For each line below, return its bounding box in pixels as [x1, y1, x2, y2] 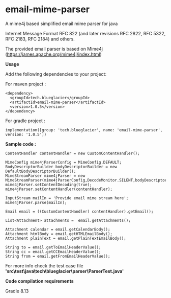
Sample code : [5, 141, 37, 147]
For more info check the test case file [5, 262, 84, 269]
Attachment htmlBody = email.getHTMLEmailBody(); [5, 231, 113, 236]
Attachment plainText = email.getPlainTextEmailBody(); [5, 236, 126, 241]
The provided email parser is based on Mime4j [5, 45, 103, 52]
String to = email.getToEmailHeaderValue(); [5, 244, 101, 250]
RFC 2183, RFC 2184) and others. [5, 36, 75, 42]
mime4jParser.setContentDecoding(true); [5, 182, 93, 187]
